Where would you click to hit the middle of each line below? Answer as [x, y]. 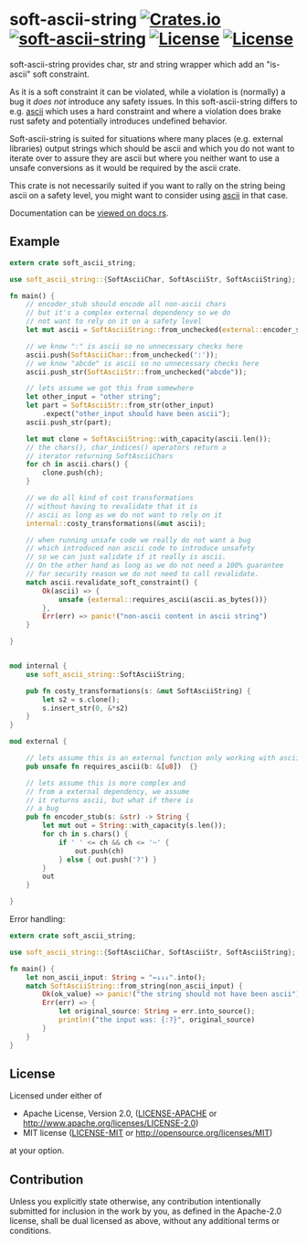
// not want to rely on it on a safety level [114, 321]
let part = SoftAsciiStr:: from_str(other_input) [120, 406]
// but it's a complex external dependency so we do [128, 313]
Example [35, 242]
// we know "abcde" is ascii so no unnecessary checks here [143, 363]
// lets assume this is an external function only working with [151, 758]
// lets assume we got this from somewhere [110, 389]
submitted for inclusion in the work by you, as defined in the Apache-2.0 [145, 1211]
